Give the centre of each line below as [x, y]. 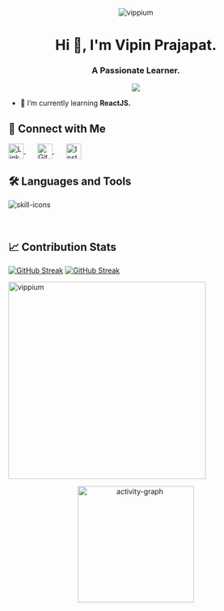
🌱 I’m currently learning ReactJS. [75, 103]
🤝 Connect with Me [57, 128]
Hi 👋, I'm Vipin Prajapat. [136, 45]
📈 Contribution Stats [63, 247]
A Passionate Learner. [136, 70]
